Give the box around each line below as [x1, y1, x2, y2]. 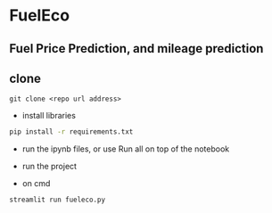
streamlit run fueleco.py [9, 195, 105, 205]
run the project [21, 161, 78, 172]
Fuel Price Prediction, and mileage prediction [9, 41, 264, 56]
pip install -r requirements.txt [9, 127, 134, 136]
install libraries [21, 111, 76, 121]
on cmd [21, 178, 51, 189]
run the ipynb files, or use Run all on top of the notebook [21, 143, 230, 154]
